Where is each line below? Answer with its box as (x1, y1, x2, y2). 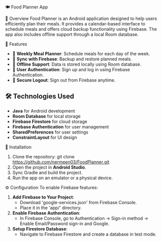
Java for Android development (12, 108, 76, 114)
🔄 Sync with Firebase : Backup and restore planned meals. (12, 56, 132, 62)
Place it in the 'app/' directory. (19, 205, 82, 211)
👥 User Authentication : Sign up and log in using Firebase (12, 67, 130, 72)
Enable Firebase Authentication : (12, 210, 81, 216)
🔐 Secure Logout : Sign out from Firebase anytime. (12, 77, 116, 83)
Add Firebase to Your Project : (12, 194, 75, 200)
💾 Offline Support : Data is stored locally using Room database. (12, 61, 142, 67)
